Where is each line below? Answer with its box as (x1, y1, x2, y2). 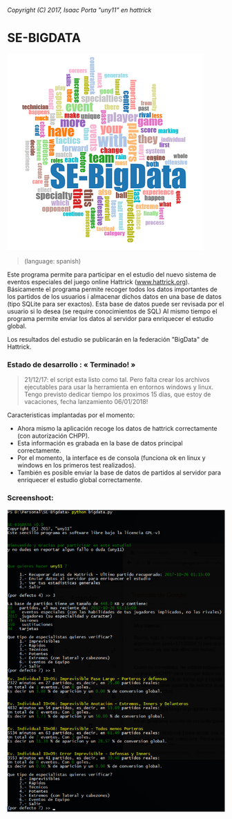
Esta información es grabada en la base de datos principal (17, 439, 183, 448)
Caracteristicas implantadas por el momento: (7, 411, 135, 419)
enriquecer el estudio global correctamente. (17, 476, 143, 484)
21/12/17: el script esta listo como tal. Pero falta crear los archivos (23, 376, 210, 384)
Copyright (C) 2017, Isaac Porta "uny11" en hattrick (7, 6, 152, 14)
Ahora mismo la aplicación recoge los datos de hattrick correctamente (17, 425, 217, 433)
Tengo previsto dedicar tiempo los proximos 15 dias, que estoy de (23, 390, 211, 398)
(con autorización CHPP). (17, 432, 90, 440)
